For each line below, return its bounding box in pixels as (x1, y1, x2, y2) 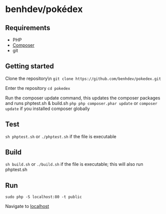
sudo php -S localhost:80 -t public (5, 194, 82, 199)
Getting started (5, 62, 54, 71)
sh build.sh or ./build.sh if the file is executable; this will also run (5, 161, 143, 167)
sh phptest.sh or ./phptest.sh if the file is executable (5, 133, 117, 139)
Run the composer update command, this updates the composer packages (5, 94, 160, 101)
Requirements (5, 24, 50, 32)
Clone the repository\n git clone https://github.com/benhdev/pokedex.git (5, 75, 161, 81)
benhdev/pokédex (5, 4, 83, 15)
